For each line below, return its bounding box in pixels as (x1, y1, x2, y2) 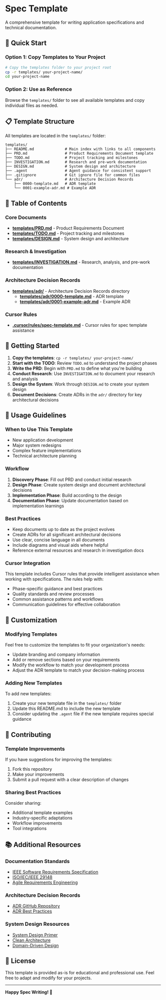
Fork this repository (12, 766, 52, 772)
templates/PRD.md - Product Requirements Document (12, 225, 124, 231)
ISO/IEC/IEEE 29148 (12, 874, 53, 880)
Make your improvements (12, 772, 64, 777)
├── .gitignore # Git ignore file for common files (5, 173, 140, 178)
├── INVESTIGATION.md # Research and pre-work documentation (5, 160, 147, 165)
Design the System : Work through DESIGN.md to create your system (12, 381, 149, 387)
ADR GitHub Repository (12, 903, 60, 909)
